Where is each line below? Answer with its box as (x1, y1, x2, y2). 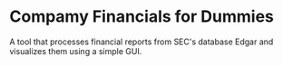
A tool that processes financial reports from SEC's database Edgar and (9, 36, 274, 47)
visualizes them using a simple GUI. (9, 45, 142, 56)
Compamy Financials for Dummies (9, 6, 274, 27)
